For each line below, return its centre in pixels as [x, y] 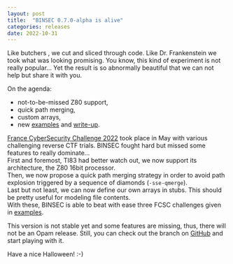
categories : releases [39, 27]
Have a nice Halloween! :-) [45, 254]
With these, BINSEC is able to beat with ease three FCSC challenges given [114, 205]
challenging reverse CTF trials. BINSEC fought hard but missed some [107, 146]
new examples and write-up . [58, 125]
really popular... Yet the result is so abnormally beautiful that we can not [111, 68]
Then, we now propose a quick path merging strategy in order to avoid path [116, 175]
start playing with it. [36, 241]
